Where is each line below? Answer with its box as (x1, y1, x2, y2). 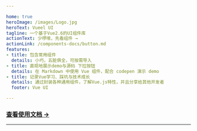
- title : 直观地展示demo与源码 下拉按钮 (6, 63, 96, 69)
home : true (6, 14, 33, 19)
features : (6, 46, 30, 53)
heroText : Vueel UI (6, 25, 54, 31)
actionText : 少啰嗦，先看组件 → (6, 36, 78, 42)
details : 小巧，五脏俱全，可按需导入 (11, 57, 92, 63)
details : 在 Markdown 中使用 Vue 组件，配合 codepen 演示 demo (11, 68, 159, 74)
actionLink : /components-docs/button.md (6, 41, 107, 47)
